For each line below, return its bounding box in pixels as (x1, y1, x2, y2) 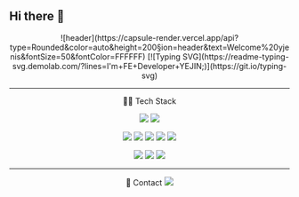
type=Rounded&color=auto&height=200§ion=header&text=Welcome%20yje (9, 42, 290, 52)
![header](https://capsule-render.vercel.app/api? (61, 32, 238, 43)
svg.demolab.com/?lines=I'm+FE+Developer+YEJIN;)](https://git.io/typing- (12, 60, 287, 71)
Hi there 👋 (9, 9, 65, 24)
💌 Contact (125, 177, 163, 187)
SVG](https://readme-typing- (182, 51, 289, 62)
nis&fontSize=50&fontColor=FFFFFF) (10, 51, 146, 62)
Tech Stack (134, 95, 176, 106)
